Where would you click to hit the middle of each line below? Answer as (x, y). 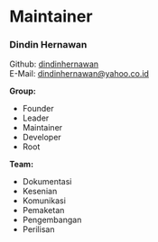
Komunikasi (44, 201)
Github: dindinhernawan (54, 64)
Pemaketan (43, 211)
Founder (38, 109)
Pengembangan (52, 220)
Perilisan (38, 229)
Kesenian (40, 192)
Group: (23, 91)
